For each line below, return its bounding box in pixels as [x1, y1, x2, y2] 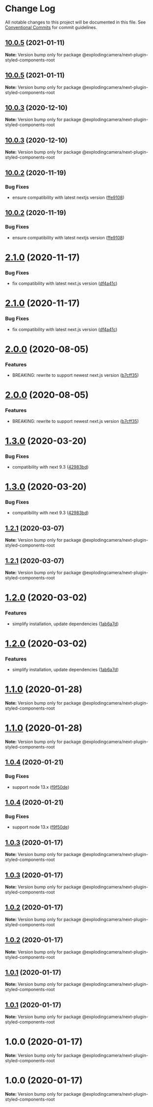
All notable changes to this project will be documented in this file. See [5, 19, 146, 25]
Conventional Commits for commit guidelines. [5, 24, 97, 30]
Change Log [5, 3, 55, 14]
